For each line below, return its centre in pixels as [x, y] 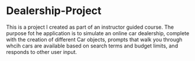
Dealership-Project [54, 11]
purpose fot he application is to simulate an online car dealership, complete [98, 33]
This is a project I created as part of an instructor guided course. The [90, 27]
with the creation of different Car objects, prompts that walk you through [94, 39]
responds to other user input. [42, 52]
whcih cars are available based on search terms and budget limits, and [92, 46]
